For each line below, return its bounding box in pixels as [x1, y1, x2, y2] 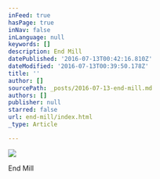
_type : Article [8, 120, 58, 128]
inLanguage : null [8, 33, 65, 41]
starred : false [8, 106, 58, 114]
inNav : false [8, 26, 51, 34]
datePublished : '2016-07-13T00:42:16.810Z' [8, 55, 153, 63]
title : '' [8, 70, 41, 77]
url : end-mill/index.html [8, 113, 93, 121]
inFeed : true [8, 11, 51, 20]
